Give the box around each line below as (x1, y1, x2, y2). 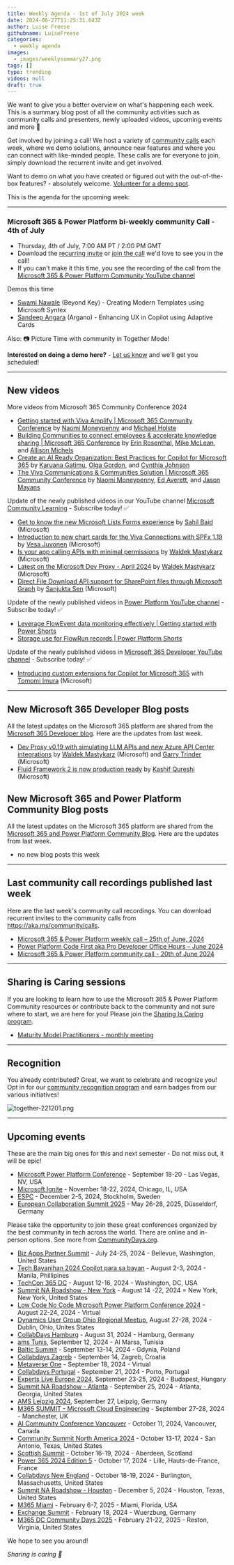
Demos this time (7, 284, 54, 293)
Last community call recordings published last (7, 877, 212, 889)
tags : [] (7, 62, 33, 69)
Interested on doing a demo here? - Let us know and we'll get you (7, 350, 198, 359)
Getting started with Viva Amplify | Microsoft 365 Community (17, 416, 193, 425)
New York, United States (17, 1294, 88, 1302)
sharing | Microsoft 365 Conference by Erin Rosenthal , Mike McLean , (17, 438, 216, 447)
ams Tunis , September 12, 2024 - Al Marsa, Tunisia (17, 1338, 164, 1346)
